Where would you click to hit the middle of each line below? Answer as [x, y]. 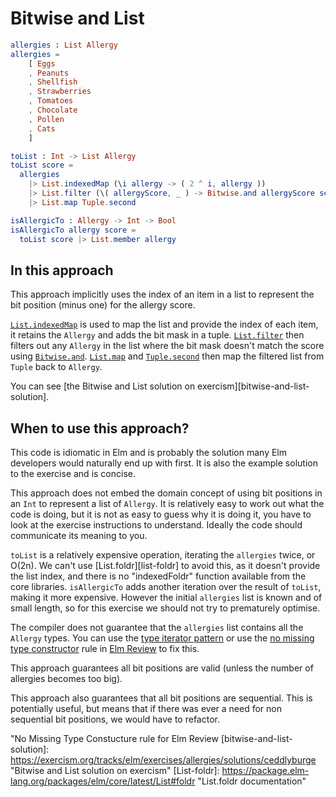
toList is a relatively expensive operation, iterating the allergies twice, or [163, 555]
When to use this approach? [100, 428]
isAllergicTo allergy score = [73, 230]
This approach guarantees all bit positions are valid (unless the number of [162, 668]
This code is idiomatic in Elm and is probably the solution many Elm [149, 453]
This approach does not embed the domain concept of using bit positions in [166, 493]
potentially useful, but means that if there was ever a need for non [146, 709]
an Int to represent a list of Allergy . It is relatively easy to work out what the [167, 504]
